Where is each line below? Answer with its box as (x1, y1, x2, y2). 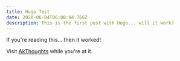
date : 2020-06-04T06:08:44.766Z (6, 14, 88, 20)
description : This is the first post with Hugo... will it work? (6, 20, 174, 26)
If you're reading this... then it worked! (6, 36, 101, 44)
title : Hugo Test (6, 8, 50, 15)
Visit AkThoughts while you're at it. (6, 48, 93, 55)
